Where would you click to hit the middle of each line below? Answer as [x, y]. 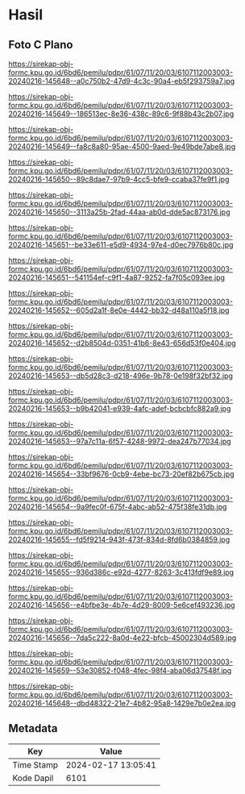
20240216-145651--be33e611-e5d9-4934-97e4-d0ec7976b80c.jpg [121, 245]
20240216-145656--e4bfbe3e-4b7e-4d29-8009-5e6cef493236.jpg [122, 605]
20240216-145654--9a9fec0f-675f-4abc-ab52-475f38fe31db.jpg [118, 507]
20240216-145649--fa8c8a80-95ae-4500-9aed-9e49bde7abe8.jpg [122, 146]
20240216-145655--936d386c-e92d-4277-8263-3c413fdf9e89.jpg [121, 572]
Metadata [33, 728]
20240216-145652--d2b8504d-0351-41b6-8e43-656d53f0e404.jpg [122, 343]
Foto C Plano [41, 45]
